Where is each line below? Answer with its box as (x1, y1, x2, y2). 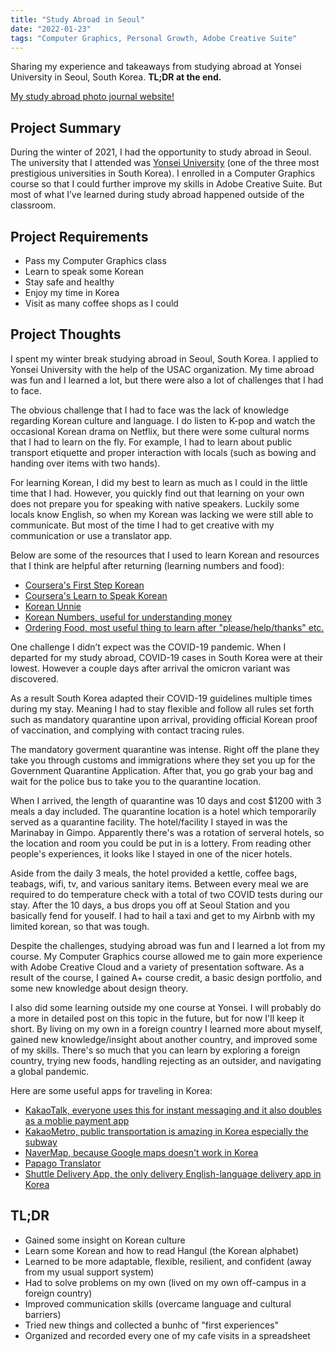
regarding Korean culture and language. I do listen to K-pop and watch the (10, 414, 316, 426)
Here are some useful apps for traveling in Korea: (10, 1084, 213, 1096)
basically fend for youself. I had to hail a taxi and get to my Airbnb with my (10, 909, 316, 921)
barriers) (24, 1308, 62, 1320)
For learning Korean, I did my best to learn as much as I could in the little (10, 476, 308, 488)
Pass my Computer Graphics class (24, 255, 167, 266)
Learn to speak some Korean (24, 266, 144, 277)
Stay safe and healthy (24, 276, 115, 288)
